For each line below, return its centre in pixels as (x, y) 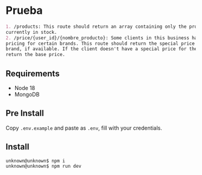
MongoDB (27, 94)
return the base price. (36, 55)
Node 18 (25, 88)
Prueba (24, 11)
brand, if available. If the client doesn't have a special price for (96, 49)
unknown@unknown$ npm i (36, 161)
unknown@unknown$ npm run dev (44, 166)
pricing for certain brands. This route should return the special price (100, 43)
